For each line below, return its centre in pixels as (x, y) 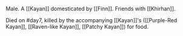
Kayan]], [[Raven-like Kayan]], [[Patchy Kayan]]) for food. (77, 27)
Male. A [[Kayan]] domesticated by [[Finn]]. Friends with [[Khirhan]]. (91, 9)
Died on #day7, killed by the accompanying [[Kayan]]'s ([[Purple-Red (91, 20)
